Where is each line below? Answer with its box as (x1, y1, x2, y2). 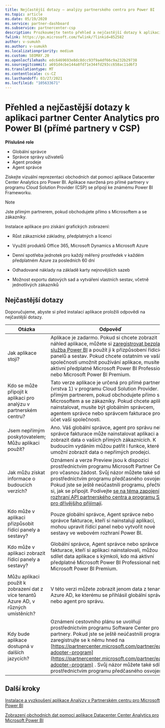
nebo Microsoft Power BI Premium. (51, 371, 131, 378)
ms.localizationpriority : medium (5, 48, 74, 53)
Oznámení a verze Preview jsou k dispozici (51, 457, 149, 464)
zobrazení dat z (7, 586, 43, 592)
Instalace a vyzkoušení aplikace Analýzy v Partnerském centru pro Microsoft (5, 697, 160, 703)
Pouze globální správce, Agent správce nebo (51, 511, 154, 518)
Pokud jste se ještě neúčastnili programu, (51, 482, 146, 488)
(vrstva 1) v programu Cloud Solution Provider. (51, 385, 159, 392)
